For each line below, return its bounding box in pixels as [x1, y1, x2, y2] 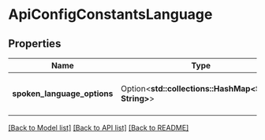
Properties [8, 37, 62, 50]
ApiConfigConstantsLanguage [8, 6, 213, 24]
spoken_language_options [12, 88, 114, 99]
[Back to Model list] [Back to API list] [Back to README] [8, 123, 189, 132]
